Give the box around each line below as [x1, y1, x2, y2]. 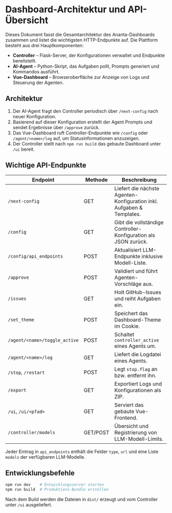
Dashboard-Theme [114, 316, 161, 323]
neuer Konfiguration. [12, 113, 56, 119]
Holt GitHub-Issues [114, 289, 161, 296]
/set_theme [8, 317, 34, 322]
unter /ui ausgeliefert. [5, 502, 53, 508]
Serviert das [114, 401, 144, 408]
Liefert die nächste [114, 184, 160, 192]
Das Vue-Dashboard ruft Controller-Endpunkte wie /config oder [12, 130, 148, 136]
